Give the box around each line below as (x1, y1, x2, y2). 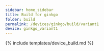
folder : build (5, 17, 36, 22)
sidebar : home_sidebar (5, 7, 54, 13)
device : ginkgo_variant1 (5, 26, 58, 31)
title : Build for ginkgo (5, 12, 58, 17)
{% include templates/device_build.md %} (5, 40, 94, 46)
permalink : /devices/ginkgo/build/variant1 (5, 21, 99, 27)
